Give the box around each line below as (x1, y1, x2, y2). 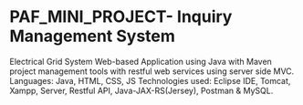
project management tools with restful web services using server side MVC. (9, 66, 295, 77)
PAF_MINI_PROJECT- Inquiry (9, 6, 233, 27)
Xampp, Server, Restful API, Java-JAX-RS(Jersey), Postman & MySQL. (9, 85, 274, 96)
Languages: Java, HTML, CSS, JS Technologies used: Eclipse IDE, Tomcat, (9, 75, 291, 86)
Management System (9, 26, 176, 47)
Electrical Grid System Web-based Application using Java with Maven (9, 56, 272, 67)
